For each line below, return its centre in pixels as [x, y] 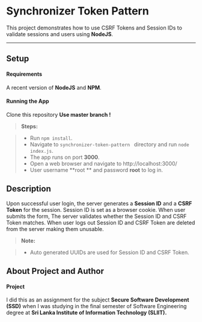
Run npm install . [51, 138]
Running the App [28, 101]
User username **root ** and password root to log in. [96, 170]
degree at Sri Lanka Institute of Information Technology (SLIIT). [87, 313]
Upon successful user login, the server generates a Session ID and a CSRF [99, 203]
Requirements [24, 74]
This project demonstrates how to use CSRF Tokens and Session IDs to [94, 28]
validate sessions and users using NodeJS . [60, 34]
